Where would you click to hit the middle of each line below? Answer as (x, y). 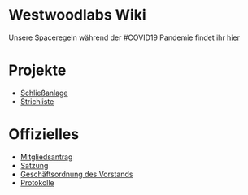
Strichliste (37, 101)
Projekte (37, 70)
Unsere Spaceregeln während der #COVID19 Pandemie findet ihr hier (124, 37)
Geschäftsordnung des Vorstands (76, 174)
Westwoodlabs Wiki (77, 15)
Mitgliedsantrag (46, 157)
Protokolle (37, 182)
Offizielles (44, 134)
